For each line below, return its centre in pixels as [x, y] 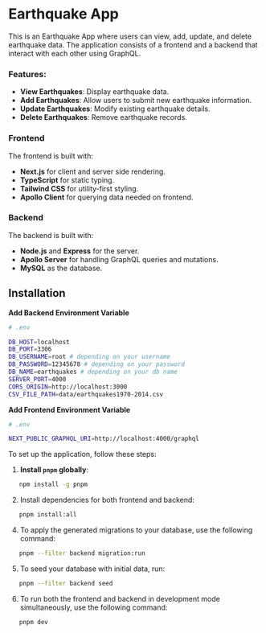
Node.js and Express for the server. [80, 251]
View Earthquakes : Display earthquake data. [94, 92]
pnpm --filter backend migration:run [82, 553]
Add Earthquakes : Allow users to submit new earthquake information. [135, 101]
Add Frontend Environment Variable [70, 409]
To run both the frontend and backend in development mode [120, 598]
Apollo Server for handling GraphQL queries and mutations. [119, 259]
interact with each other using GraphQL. [75, 53]
